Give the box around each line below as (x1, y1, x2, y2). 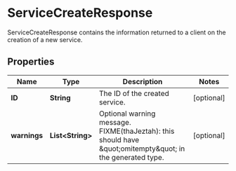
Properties (7, 56, 55, 68)
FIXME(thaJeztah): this (99, 126, 175, 136)
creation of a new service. (7, 35, 83, 43)
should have (99, 135, 140, 144)
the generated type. (99, 152, 164, 162)
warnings (11, 130, 44, 140)
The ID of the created (99, 88, 170, 98)
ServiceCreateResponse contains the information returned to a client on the (7, 28, 226, 36)
